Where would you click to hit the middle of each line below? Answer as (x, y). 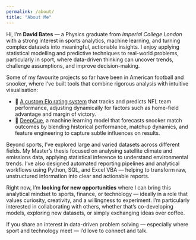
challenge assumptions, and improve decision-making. (73, 65)
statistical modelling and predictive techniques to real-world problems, (93, 53)
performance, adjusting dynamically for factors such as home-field (97, 108)
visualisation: (22, 90)
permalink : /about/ (30, 12)
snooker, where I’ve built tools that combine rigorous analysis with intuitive (97, 83)
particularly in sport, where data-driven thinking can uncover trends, (90, 59)
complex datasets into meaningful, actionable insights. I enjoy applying (93, 47)
